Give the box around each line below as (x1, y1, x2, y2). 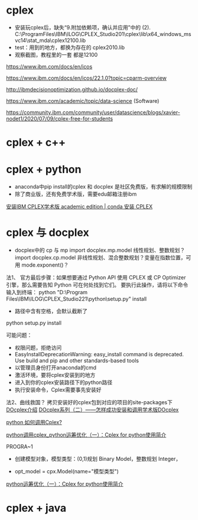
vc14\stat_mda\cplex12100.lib (14, 37, 86, 44)
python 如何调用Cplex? (6, 419, 62, 425)
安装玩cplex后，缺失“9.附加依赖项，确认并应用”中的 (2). (14, 24, 151, 31)
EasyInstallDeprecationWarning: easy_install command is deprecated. (14, 351, 184, 357)
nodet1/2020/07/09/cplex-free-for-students (6, 115, 113, 122)
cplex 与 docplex (6, 226, 90, 239)
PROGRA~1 (6, 443, 34, 450)
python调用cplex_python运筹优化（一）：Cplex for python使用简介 (6, 431, 167, 438)
